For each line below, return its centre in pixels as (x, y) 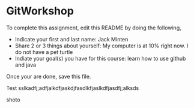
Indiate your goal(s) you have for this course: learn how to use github (100, 58)
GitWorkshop (40, 11)
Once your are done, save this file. (49, 76)
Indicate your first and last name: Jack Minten (71, 39)
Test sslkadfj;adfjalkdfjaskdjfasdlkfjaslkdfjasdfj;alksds (73, 88)
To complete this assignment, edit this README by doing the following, (94, 28)
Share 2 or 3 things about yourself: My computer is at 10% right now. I (102, 46)
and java (26, 65)
